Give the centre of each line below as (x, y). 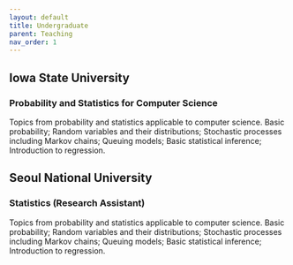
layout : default (39, 17)
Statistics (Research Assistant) (77, 203)
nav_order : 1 (33, 42)
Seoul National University (81, 178)
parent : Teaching (41, 34)
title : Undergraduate (49, 26)
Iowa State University (69, 77)
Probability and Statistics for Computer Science (113, 102)
